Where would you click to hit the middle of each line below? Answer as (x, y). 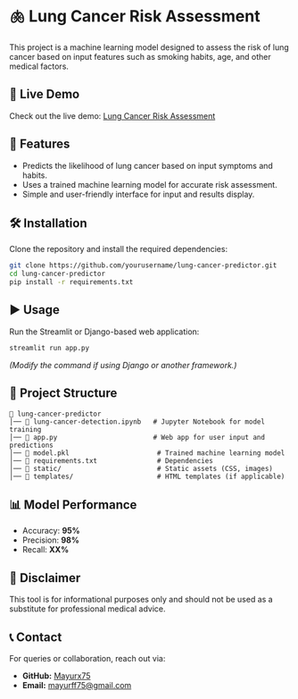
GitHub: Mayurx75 (56, 676)
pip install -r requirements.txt (71, 282)
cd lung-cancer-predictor (57, 274)
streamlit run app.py (50, 348)
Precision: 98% (51, 540)
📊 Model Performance (73, 505)
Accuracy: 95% (51, 531)
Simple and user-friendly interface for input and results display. (138, 194)
